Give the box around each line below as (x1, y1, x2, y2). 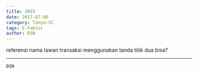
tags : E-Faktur (6, 25, 44, 31)
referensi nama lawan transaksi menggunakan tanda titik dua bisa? (6, 46, 168, 53)
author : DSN (6, 31, 35, 36)
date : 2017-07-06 (6, 14, 49, 20)
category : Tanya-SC (6, 19, 54, 25)
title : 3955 (6, 8, 35, 15)
